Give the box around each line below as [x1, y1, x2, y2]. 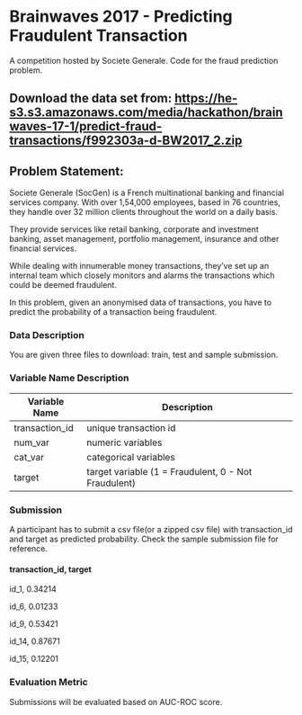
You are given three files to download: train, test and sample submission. [9, 349, 279, 361]
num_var [13, 436, 49, 449]
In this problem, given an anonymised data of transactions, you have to [9, 297, 272, 308]
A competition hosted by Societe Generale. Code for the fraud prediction [9, 55, 279, 66]
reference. [9, 543, 48, 554]
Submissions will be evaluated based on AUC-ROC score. [9, 696, 223, 707]
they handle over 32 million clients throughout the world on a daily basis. [9, 207, 279, 218]
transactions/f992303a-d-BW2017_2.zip [9, 133, 243, 148]
